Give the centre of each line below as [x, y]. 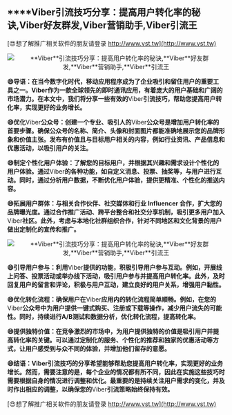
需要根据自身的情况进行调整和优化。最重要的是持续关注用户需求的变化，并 [113, 380]
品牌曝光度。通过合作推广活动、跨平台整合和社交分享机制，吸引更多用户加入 [116, 212]
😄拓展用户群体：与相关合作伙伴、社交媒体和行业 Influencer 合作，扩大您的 [115, 203]
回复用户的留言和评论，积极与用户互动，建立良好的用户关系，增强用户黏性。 [116, 284]
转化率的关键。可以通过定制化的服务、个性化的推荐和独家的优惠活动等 [113, 340]
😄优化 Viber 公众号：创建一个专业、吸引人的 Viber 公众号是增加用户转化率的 [113, 122]
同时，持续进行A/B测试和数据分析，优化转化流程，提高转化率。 [109, 316]
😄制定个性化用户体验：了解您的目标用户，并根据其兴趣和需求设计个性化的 [113, 163]
